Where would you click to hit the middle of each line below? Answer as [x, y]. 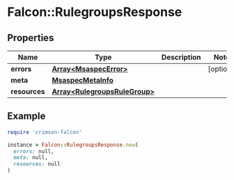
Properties [31, 38]
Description [181, 57]
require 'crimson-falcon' [45, 132]
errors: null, [34, 151]
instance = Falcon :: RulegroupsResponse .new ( [73, 145]
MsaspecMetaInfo [83, 80]
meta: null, [31, 158]
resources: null [37, 164]
